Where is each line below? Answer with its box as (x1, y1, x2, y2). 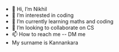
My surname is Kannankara (11, 39, 78, 46)
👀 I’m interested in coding (11, 12, 74, 19)
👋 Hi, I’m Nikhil (11, 6, 47, 12)
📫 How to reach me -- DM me (11, 31, 86, 37)
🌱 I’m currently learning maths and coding (11, 18, 114, 25)
